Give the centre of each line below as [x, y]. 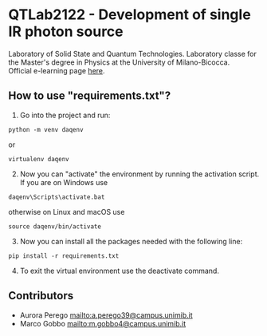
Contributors [41, 296]
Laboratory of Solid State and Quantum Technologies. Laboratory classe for [132, 53]
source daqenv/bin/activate [55, 226]
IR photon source [66, 32]
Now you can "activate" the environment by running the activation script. [139, 174]
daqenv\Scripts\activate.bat [57, 197]
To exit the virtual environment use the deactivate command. [119, 271]
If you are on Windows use [64, 182]
